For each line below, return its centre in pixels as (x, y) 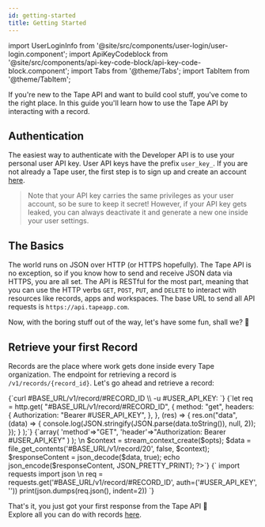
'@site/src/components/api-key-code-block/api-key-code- (105, 62)
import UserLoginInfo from (51, 45)
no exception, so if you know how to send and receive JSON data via (121, 273)
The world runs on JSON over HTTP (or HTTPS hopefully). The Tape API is (130, 265)
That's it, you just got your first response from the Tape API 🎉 (108, 506)
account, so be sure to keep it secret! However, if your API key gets (137, 204)
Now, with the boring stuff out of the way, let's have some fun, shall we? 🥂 (129, 322)
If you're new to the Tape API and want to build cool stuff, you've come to (128, 94)
